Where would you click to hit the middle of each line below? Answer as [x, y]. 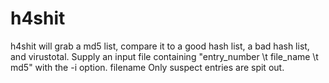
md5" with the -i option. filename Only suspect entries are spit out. [147, 67]
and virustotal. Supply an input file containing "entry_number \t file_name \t [164, 56]
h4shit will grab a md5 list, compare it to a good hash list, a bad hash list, [160, 46]
